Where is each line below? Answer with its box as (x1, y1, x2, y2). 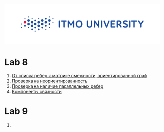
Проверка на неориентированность (11, 78, 88, 84)
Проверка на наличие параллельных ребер (11, 83, 104, 89)
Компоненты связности (11, 88, 62, 94)
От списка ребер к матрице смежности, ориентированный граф (11, 72, 148, 78)
